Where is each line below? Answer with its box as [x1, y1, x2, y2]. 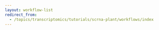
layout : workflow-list [5, 7, 53, 13]
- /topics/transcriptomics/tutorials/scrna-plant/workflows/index [9, 17, 154, 22]
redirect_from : [5, 12, 37, 17]
